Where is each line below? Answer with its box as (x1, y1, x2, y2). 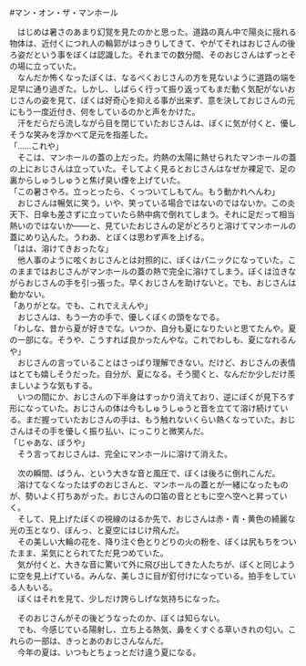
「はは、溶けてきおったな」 (9, 244, 114, 254)
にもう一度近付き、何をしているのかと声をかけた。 (9, 107, 200, 117)
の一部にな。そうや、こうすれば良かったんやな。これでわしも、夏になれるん (9, 335, 296, 345)
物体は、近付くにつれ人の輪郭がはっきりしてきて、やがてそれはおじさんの (9, 38, 289, 48)
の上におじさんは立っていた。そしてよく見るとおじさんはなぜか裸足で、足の (9, 163, 296, 174)
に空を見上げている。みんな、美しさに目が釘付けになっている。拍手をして (9, 570, 289, 581)
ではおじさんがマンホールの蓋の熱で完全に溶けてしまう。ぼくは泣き (33, 266, 289, 276)
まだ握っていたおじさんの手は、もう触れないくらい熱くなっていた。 (25, 414, 280, 425)
